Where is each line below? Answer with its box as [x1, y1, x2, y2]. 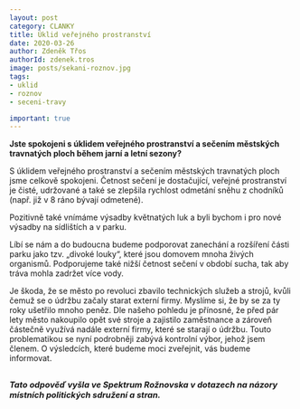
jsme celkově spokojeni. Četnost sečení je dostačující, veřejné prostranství [9, 176, 287, 186]
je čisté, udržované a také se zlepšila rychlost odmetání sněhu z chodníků [9, 185, 285, 195]
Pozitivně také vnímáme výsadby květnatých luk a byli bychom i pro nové [9, 212, 282, 223]
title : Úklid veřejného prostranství [9, 30, 152, 39]
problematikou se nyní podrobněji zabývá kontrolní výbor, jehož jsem [9, 334, 266, 345]
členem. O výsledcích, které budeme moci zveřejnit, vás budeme [9, 343, 251, 354]
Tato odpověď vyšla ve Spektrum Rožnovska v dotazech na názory [9, 379, 278, 390]
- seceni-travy [9, 97, 67, 107]
